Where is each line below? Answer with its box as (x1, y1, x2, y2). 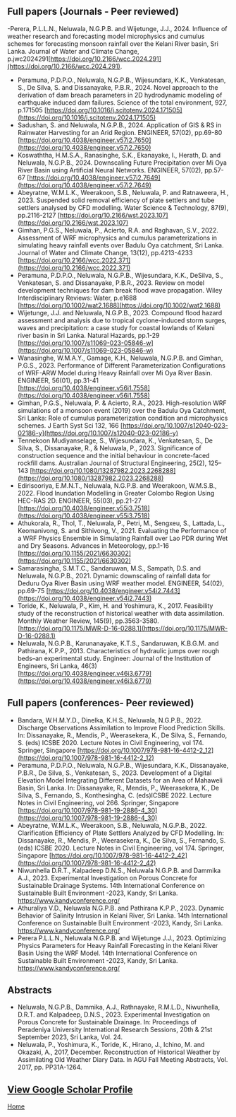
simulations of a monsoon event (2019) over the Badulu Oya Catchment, (17, 406, 227, 414)
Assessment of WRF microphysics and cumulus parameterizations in (17, 233, 217, 242)
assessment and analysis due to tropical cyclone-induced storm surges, (17, 316, 227, 324)
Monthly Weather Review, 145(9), (17, 616, 114, 625)
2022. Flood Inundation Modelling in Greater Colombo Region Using (17, 489, 215, 497)
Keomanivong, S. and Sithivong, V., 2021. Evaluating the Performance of (17, 526, 227, 534)
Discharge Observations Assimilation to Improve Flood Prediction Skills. (17, 723, 225, 732)
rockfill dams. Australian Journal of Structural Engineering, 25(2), (17, 459, 207, 467)
